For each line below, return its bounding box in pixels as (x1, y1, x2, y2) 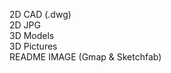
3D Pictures (9, 40, 58, 52)
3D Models (9, 30, 55, 41)
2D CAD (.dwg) (9, 9, 72, 20)
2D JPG (9, 19, 41, 31)
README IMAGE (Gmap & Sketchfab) (9, 51, 162, 63)
